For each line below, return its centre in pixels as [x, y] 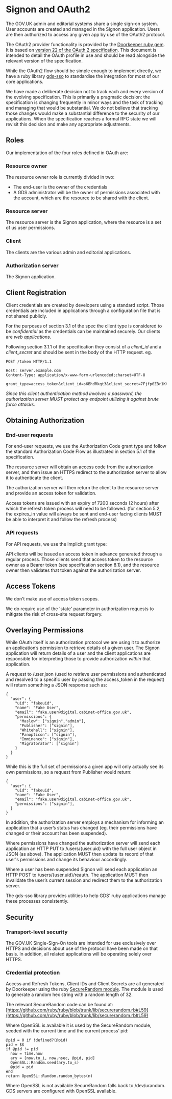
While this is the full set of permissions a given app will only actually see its [85, 766]
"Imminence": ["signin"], [47, 739]
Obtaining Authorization [45, 420]
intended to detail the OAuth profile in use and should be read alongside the [85, 55]
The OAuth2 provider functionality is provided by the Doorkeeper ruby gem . [85, 44]
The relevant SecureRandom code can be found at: [59, 1005]
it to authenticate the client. [34, 478]
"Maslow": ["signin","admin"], [53, 721]
